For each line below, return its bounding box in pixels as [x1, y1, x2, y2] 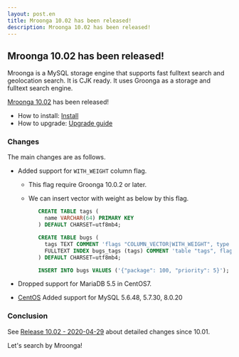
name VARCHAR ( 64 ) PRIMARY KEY [44, 215, 134, 222]
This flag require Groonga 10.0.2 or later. [28, 181, 147, 189]
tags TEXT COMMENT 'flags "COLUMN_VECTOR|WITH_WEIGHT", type [44, 240, 230, 247]
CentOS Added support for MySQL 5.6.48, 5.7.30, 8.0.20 [17, 293, 183, 302]
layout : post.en [7, 10, 55, 18]
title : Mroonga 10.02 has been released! [7, 17, 132, 24]
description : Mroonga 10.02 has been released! [7, 23, 152, 31]
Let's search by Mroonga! [7, 341, 83, 349]
